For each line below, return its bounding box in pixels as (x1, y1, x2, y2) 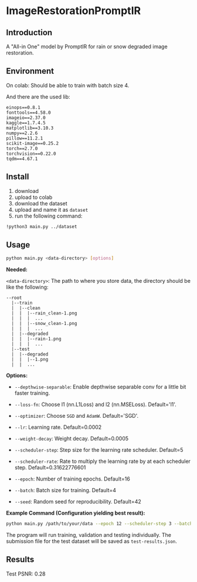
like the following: (6, 283, 49, 291)
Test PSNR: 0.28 (6, 570, 46, 577)
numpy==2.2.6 (6, 130, 38, 136)
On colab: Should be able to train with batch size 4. (6, 82, 130, 89)
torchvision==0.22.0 (6, 151, 57, 157)
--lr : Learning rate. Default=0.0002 (14, 424, 102, 431)
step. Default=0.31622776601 (14, 464, 86, 471)
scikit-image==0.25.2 (6, 140, 59, 146)
